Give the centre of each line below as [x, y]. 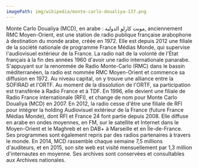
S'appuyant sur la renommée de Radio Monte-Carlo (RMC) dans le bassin [95, 66]
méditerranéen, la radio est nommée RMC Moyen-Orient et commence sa [95, 72]
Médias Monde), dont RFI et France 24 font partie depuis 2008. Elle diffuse [97, 116]
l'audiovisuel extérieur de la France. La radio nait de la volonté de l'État [92, 53]
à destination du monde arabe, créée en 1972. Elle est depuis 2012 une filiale [99, 41]
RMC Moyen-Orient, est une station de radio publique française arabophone [99, 34]
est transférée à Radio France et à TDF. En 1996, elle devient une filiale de [96, 91]
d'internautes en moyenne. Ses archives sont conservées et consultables [95, 153]
